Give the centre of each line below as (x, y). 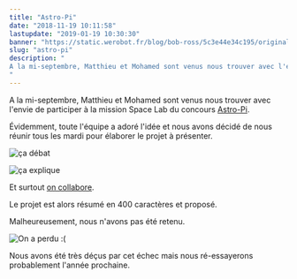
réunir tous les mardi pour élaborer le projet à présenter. (111, 136)
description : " (37, 58)
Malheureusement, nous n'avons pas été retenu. (97, 221)
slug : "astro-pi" (41, 50)
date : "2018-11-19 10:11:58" (63, 26)
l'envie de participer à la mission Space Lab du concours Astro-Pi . (129, 109)
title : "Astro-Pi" (43, 17)
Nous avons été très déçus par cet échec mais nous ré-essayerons (131, 255)
